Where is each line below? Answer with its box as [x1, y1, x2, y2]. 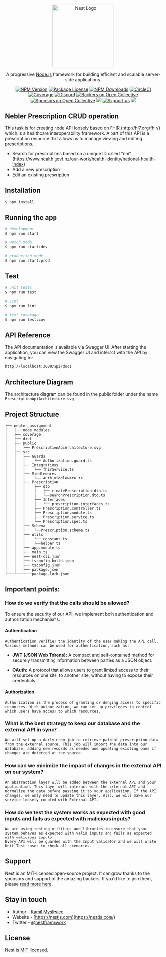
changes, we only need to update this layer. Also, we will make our [5, 793, 152, 798]
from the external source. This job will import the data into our [5, 742, 148, 747]
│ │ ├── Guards [5, 454, 46, 459]
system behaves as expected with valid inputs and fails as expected [5, 831, 152, 836]
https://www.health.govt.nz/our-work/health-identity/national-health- [14, 156, 156, 162]
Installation [5, 186, 41, 195]
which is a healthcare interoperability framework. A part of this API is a [5, 130, 150, 136]
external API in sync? [5, 726, 57, 733]
